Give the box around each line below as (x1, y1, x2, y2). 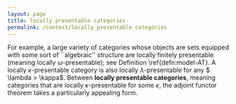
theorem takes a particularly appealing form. (7, 88, 138, 97)
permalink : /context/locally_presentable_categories (7, 24, 168, 31)
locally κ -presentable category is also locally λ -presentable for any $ (7, 66, 210, 75)
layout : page (7, 10, 46, 18)
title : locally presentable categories (7, 17, 126, 24)
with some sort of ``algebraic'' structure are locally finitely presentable (7, 51, 214, 59)
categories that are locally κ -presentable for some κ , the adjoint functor (7, 81, 217, 90)
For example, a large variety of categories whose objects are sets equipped (7, 43, 230, 52)
